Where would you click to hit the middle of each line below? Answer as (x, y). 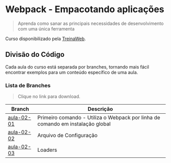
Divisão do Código (35, 55)
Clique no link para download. (49, 96)
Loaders (47, 150)
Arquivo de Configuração (67, 136)
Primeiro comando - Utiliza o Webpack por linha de (99, 118)
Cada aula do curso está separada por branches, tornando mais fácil (77, 67)
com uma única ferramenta (46, 28)
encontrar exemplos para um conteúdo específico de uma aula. (72, 72)
